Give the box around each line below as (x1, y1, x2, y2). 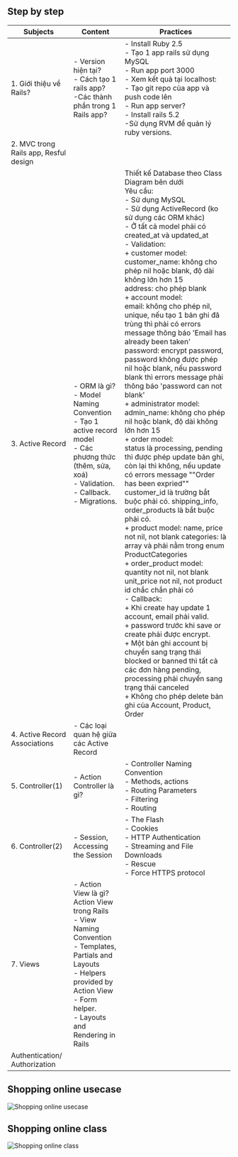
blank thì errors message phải (124, 372, 224, 382)
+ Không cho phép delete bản (124, 691, 224, 701)
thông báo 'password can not (124, 381, 222, 391)
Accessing (73, 841, 108, 851)
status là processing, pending (124, 443, 223, 453)
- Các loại (73, 720, 108, 730)
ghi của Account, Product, (124, 700, 211, 710)
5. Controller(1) (11, 780, 63, 790)
